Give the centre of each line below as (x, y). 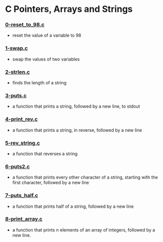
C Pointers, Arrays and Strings (69, 9)
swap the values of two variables (46, 59)
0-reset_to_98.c (25, 25)
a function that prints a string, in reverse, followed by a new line (77, 130)
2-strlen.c (18, 72)
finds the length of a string (39, 83)
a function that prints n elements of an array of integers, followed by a (83, 230)
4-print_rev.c (22, 119)
